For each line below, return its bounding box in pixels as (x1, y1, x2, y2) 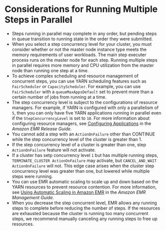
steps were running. (11, 173, 53, 179)
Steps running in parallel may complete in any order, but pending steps (11, 30, 157, 36)
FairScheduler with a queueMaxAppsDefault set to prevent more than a (11, 89, 154, 95)
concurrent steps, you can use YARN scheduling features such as (11, 78, 147, 84)
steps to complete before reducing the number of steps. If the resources (11, 205, 160, 211)
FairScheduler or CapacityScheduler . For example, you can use (11, 83, 141, 89)
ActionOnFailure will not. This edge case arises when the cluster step (11, 163, 155, 169)
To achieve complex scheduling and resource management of (11, 73, 139, 79)
